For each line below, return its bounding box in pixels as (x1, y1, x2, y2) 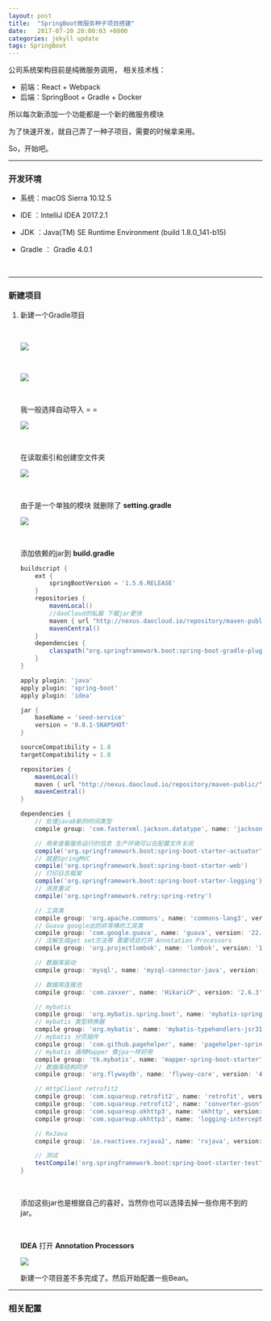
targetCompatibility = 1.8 (19, 750, 111, 759)
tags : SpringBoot (8, 42, 67, 50)
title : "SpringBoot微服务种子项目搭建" (8, 19, 135, 27)
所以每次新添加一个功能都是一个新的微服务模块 (8, 110, 164, 120)
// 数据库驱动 (35, 958, 77, 967)
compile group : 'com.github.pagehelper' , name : (35, 1040, 198, 1048)
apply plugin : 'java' (19, 676, 93, 685)
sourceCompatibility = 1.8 (19, 744, 111, 752)
